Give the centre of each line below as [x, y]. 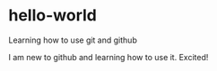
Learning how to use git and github [73, 40]
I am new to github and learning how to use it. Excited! [108, 57]
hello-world [53, 16]
